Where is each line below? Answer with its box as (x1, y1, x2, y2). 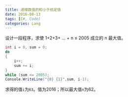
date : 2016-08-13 (5, 12, 41, 17)
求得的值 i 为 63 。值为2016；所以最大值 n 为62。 (5, 87, 98, 93)
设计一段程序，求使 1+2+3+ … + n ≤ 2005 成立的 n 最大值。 (5, 35, 126, 41)
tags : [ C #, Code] (5, 16, 41, 21)
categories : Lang (5, 21, 41, 26)
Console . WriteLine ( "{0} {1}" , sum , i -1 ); (5, 77, 90, 82)
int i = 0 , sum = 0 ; (5, 45, 48, 50)
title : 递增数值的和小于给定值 (5, 7, 61, 12)
